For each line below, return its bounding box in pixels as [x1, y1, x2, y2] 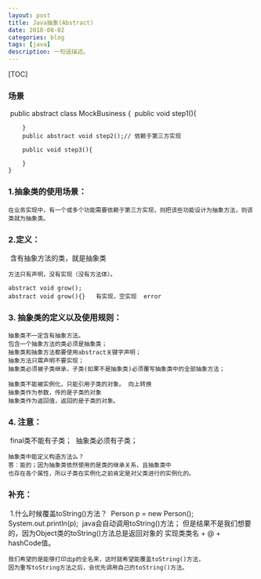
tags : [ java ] [8, 41, 51, 49]
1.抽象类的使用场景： [8, 186, 87, 197]
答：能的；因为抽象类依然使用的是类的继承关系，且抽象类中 [8, 461, 172, 469]
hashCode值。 [8, 538, 56, 548]
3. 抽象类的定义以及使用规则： [8, 311, 122, 322]
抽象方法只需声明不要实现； [8, 357, 85, 365]
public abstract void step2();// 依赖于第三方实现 [22, 133, 182, 140]
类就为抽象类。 [8, 214, 49, 222]
